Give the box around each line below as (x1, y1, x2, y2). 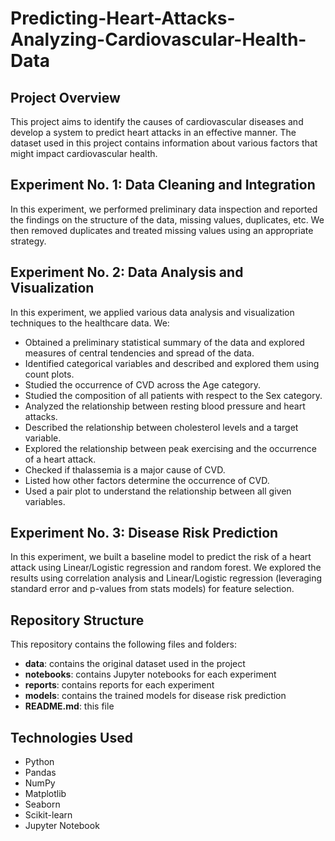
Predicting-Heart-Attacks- (10, 7, 236, 30)
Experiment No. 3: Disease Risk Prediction (10, 525, 279, 542)
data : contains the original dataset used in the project (24, 658, 246, 670)
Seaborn (24, 798, 61, 811)
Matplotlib (24, 788, 67, 800)
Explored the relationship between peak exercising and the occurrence (24, 442, 317, 454)
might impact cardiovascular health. (10, 148, 158, 159)
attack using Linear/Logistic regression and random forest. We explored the (10, 562, 322, 574)
